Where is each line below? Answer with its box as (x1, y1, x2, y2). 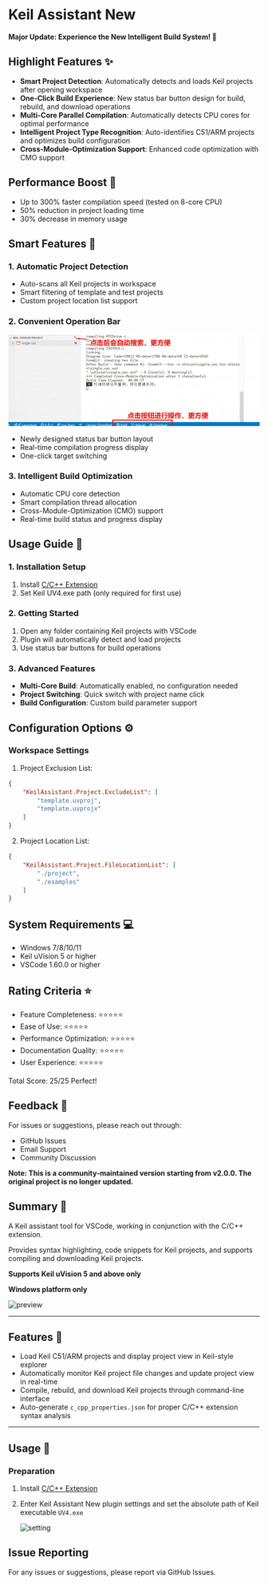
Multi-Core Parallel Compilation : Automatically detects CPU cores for (19, 110, 250, 120)
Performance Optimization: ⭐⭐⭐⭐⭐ (19, 1034, 136, 1043)
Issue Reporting (8, 1546, 89, 1559)
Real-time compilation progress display (19, 442, 149, 452)
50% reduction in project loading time (19, 205, 144, 215)
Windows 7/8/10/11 (19, 943, 82, 953)
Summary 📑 (8, 1200, 68, 1214)
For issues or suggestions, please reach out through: (8, 1120, 182, 1130)
